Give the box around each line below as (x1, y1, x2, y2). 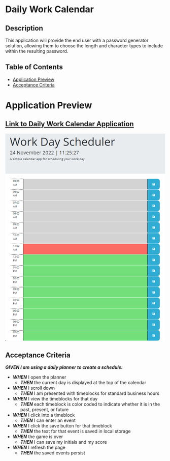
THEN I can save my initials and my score (20, 439, 108, 445)
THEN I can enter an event (20, 417, 76, 423)
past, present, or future (20, 407, 69, 413)
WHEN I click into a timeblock (12, 412, 75, 418)
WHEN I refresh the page (12, 444, 66, 451)
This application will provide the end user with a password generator (5, 37, 149, 43)
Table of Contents (5, 63, 63, 72)
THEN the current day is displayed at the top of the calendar (20, 380, 146, 386)
